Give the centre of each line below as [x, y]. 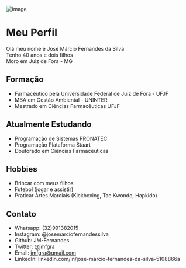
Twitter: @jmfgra [35, 247]
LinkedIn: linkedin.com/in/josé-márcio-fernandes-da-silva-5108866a [97, 259]
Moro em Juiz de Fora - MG [39, 61]
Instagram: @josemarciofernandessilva [62, 234]
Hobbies [22, 169]
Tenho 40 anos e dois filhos [39, 55]
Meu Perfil [32, 33]
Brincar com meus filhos [44, 183]
